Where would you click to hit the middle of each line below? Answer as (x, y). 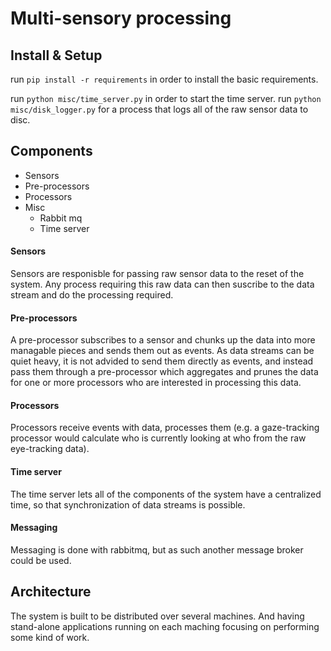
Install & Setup (56, 55)
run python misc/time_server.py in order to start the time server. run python (166, 98)
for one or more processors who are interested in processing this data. (156, 383)
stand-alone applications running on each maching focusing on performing (165, 626)
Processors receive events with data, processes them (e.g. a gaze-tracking (165, 428)
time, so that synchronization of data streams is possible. (128, 504)
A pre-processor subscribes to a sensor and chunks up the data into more (163, 340)
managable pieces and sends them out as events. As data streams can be (162, 351)
